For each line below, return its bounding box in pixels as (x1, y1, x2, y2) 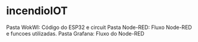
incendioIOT (6, 4, 68, 18)
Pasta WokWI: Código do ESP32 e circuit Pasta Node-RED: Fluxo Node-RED (6, 24, 192, 31)
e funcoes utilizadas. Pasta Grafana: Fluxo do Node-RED (6, 30, 144, 37)
